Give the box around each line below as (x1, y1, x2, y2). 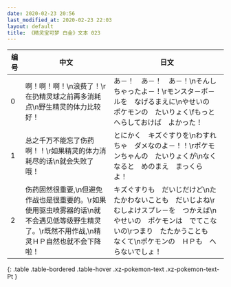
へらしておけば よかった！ (113, 118, 203, 128)
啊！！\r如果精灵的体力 (25, 146, 100, 156)
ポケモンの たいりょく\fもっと (113, 108, 215, 117)
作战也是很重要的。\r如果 (25, 195, 107, 205)
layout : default (7, 23, 54, 30)
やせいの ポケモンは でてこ (113, 216, 210, 226)
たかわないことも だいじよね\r (113, 195, 215, 205)
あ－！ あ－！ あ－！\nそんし (113, 77, 217, 86)
